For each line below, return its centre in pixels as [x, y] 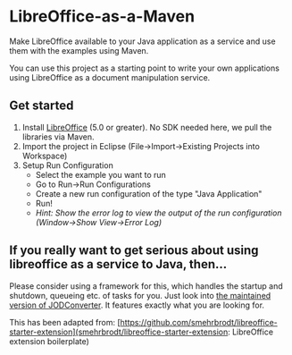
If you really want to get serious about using [134, 251]
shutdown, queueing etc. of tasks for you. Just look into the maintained [140, 295]
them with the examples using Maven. [79, 50]
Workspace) [45, 156]
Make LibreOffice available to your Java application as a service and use [142, 41]
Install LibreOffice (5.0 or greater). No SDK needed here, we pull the [147, 127]
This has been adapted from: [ [65, 322]
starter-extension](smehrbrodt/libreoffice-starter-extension [119, 332]
